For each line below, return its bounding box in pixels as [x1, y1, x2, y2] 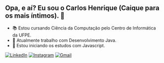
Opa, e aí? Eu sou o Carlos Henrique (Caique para [5, 4, 160, 12]
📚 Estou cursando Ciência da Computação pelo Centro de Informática [12, 25, 156, 31]
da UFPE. [12, 32, 32, 38]
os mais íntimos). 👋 [5, 12, 65, 20]
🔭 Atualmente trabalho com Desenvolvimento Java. [12, 37, 117, 43]
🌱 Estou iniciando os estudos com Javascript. [12, 42, 105, 48]
